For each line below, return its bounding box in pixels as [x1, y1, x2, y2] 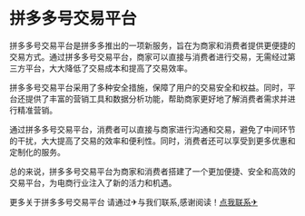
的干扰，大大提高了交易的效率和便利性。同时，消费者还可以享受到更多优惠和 [9, 135, 296, 146]
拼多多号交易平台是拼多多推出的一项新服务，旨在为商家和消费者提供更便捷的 [9, 40, 296, 51]
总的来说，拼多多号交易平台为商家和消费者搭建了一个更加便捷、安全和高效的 [9, 165, 296, 177]
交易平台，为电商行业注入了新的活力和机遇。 [9, 177, 177, 188]
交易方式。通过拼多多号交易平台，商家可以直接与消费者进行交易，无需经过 [9, 51, 288, 62]
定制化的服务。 [9, 146, 65, 157]
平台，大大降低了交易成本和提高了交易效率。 [25, 63, 192, 74]
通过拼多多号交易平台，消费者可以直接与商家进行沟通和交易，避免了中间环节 [9, 123, 296, 134]
